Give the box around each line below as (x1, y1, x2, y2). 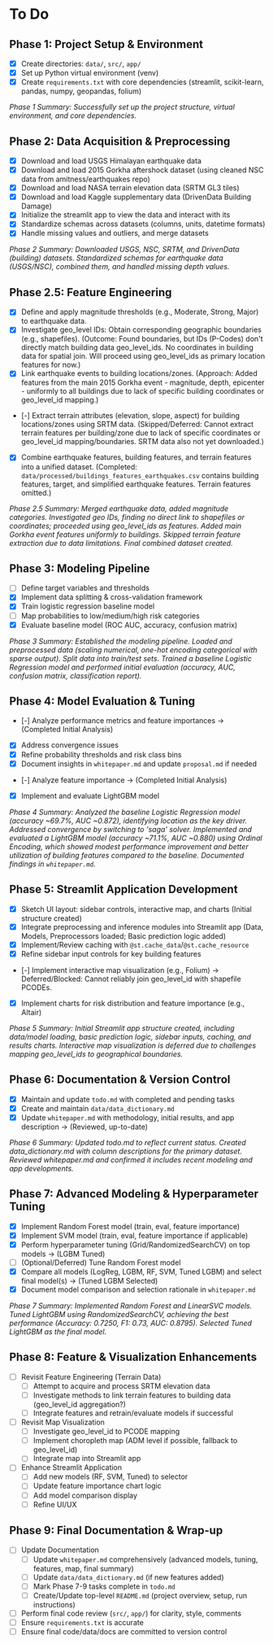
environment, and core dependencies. (9, 111, 137, 120)
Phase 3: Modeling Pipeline (9, 561, 150, 575)
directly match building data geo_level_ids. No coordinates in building (20, 342, 254, 352)
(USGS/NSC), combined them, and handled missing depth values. (9, 262, 230, 272)
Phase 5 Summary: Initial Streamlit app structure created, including (9, 1023, 235, 1033)
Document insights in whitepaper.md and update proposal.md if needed (20, 758, 258, 769)
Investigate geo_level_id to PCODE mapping (32, 1427, 180, 1437)
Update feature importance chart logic (32, 1481, 162, 1491)
